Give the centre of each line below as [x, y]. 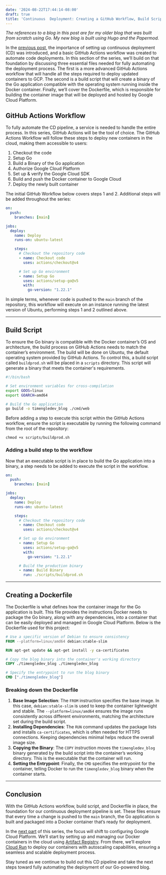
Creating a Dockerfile [39, 595]
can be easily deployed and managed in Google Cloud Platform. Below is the [83, 622]
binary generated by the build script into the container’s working [78, 753]
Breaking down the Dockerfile [42, 690]
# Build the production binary [51, 566]
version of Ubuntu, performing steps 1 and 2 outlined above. [66, 310]
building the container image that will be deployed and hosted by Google [79, 95]
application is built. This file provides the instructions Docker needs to [76, 612]
